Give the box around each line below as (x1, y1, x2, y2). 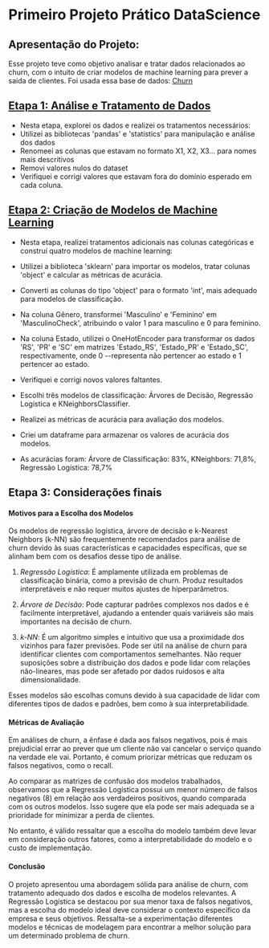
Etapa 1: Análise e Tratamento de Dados (8, 99, 211, 113)
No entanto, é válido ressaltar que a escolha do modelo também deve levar (8, 826, 257, 836)
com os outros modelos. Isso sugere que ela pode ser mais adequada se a (8, 802, 255, 812)
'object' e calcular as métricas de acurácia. (19, 270, 163, 279)
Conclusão (8, 861, 46, 872)
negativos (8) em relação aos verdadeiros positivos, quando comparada (8, 793, 247, 804)
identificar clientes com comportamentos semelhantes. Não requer (19, 649, 243, 659)
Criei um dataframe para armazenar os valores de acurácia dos (19, 429, 230, 439)
